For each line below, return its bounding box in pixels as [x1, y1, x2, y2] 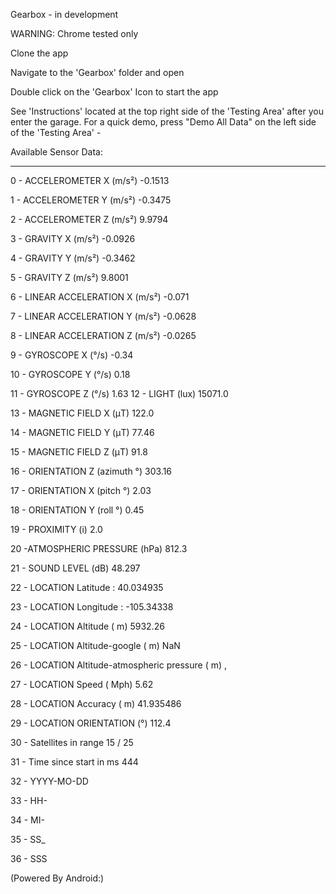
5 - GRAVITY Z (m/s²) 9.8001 [10, 272, 129, 283]
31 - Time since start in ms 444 [10, 756, 139, 768]
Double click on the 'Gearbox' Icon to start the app [10, 86, 219, 98]
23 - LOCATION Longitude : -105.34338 [10, 601, 174, 613]
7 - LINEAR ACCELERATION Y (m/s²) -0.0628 [10, 310, 197, 322]
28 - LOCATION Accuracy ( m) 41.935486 [10, 698, 182, 709]
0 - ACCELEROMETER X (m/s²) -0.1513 [10, 175, 170, 186]
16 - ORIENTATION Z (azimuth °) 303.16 [10, 465, 173, 477]
